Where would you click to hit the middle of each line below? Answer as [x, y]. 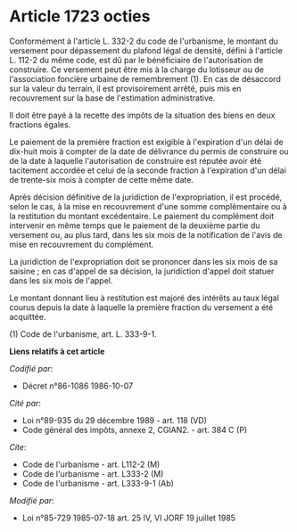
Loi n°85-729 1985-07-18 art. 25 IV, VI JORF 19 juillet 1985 [129, 518]
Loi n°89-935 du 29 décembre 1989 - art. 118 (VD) [115, 420]
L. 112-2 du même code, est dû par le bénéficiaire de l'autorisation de [136, 60]
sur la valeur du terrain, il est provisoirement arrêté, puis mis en [125, 88]
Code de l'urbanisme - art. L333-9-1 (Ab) [98, 483]
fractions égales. [40, 124]
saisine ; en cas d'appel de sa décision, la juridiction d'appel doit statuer [142, 271]
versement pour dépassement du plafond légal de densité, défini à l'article [146, 50]
